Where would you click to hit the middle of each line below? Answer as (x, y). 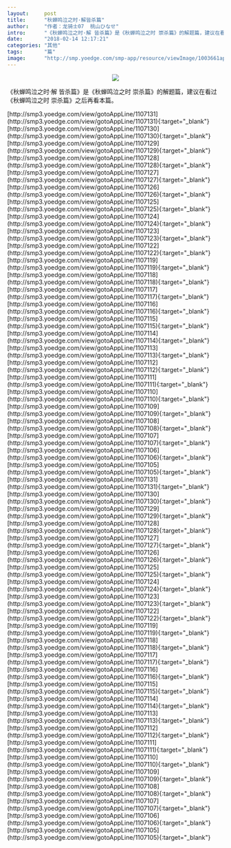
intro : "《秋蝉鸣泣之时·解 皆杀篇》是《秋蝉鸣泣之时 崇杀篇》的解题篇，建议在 (114, 33)
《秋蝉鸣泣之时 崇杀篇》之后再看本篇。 (62, 100)
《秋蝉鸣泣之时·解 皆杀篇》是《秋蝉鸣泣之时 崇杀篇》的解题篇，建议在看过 (112, 91)
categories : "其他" (34, 45)
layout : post (32, 13)
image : (16, 58)
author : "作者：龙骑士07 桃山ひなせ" (63, 26)
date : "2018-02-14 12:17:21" (58, 39)
